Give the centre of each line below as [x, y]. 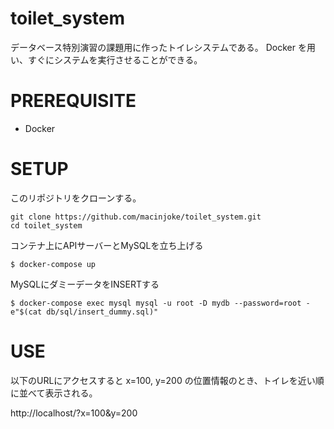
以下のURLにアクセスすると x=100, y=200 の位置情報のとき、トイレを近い [163, 380]
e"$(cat [26, 312]
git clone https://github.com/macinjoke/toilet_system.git [136, 217]
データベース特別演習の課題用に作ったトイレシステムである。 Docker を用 [163, 47]
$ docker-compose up [53, 264]
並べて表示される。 [58, 393]
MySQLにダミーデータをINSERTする [85, 284]
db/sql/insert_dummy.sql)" [102, 312]
